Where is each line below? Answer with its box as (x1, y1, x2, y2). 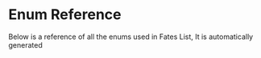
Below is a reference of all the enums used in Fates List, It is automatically (8, 32, 254, 41)
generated (8, 40, 43, 49)
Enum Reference (8, 6, 122, 24)
